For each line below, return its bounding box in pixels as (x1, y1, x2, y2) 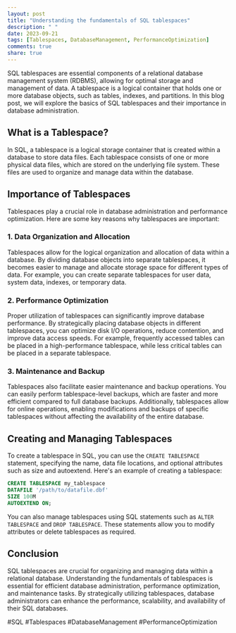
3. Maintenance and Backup (7, 367, 105, 377)
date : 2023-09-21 (7, 30, 58, 37)
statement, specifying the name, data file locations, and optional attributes (7, 459, 223, 468)
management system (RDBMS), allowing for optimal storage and (7, 76, 194, 84)
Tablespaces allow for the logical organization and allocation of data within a (7, 248, 230, 256)
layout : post (7, 10, 46, 18)
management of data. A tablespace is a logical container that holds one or (7, 84, 222, 92)
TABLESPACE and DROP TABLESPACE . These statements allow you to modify (7, 520, 215, 528)
